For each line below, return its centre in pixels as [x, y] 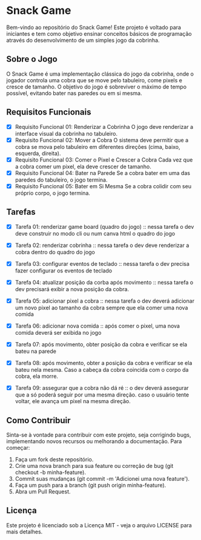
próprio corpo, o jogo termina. [53, 193]
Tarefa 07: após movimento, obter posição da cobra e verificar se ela [101, 344]
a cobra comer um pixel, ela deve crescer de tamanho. [83, 166]
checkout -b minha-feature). [51, 472]
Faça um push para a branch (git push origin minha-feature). [91, 486]
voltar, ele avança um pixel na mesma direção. [73, 401]
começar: [18, 448]
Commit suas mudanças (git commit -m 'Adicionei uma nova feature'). [102, 479]
